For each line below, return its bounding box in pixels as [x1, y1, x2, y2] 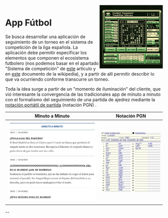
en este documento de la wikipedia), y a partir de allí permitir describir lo [5, 71, 155, 77]
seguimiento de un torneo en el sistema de [5, 39, 93, 45]
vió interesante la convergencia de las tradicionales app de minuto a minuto [5, 91, 161, 97]
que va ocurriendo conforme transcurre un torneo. [5, 76, 109, 82]
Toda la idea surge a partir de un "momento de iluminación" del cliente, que [5, 86, 161, 92]
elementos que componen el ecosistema [5, 55, 89, 61]
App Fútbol [5, 17, 52, 29]
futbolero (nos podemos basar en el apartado [5, 60, 99, 66]
